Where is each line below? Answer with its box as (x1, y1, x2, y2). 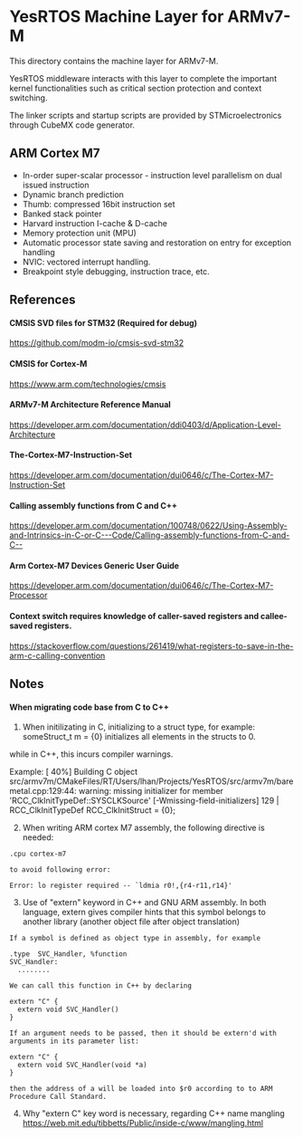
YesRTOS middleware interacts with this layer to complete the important (9, 72, 278, 83)
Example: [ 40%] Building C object (9, 767, 138, 778)
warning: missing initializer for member (78, 786, 224, 797)
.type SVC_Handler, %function (9, 950, 128, 959)
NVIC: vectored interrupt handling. (22, 256, 151, 267)
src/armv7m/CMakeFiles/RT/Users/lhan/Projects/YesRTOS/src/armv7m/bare (9, 776, 294, 787)
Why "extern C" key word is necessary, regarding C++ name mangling (22, 1108, 285, 1119)
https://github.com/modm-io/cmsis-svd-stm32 (9, 338, 184, 349)
